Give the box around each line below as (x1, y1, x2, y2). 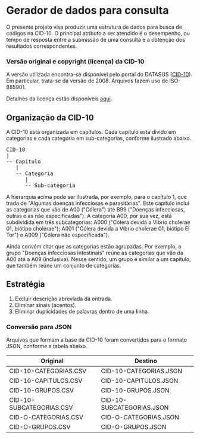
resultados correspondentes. (6, 42, 77, 50)
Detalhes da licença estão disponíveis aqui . (6, 95, 112, 102)
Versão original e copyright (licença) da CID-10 (6, 57, 145, 66)
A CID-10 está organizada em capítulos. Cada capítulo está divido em (6, 128, 176, 136)
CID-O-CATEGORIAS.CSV (9, 413, 83, 422)
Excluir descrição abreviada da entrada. (14, 295, 112, 302)
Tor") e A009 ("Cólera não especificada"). (6, 231, 110, 239)
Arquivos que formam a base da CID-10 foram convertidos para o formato (6, 336, 187, 343)
